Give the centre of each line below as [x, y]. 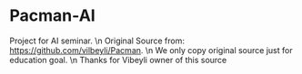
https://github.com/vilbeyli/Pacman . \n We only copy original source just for [151, 50]
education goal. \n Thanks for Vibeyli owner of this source [118, 60]
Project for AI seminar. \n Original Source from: [97, 41]
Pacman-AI [52, 16]
